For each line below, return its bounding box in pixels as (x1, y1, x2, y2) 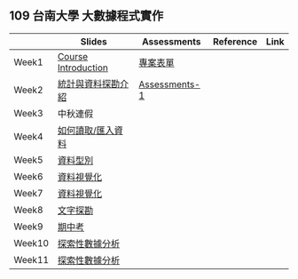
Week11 (13, 253, 50, 266)
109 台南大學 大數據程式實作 (9, 8, 164, 24)
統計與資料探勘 (57, 77, 121, 90)
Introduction (57, 61, 109, 74)
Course (57, 50, 89, 62)
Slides (80, 35, 108, 47)
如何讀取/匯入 (57, 124, 114, 136)
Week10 (13, 236, 50, 249)
